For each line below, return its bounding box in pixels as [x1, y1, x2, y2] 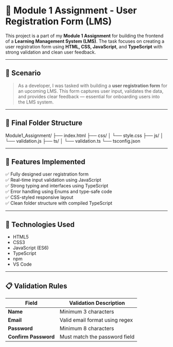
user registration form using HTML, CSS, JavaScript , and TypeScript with [5, 43, 163, 49]
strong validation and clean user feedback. [5, 49, 96, 55]
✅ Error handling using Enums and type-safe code [5, 188, 112, 195]
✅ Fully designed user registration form [5, 171, 89, 177]
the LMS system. [18, 99, 54, 105]
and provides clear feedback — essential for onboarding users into [18, 93, 160, 99]
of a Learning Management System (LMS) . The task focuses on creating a [5, 38, 165, 44]
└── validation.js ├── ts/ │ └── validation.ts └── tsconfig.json [5, 137, 141, 144]
